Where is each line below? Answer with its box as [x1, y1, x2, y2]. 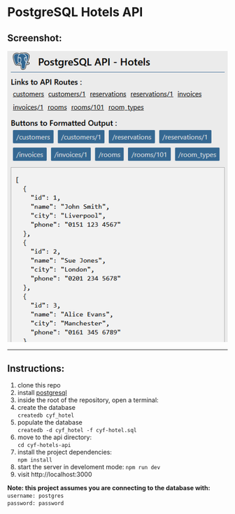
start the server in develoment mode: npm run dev [17, 463, 161, 471]
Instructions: [7, 362, 65, 374]
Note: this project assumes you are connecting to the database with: [7, 484, 211, 492]
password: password [7, 500, 64, 507]
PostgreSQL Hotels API [7, 4, 143, 20]
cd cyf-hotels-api [17, 442, 71, 449]
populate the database [17, 418, 83, 427]
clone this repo [17, 381, 61, 390]
